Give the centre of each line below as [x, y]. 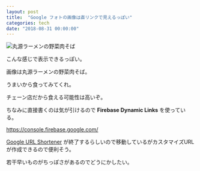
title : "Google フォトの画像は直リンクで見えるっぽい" [69, 17]
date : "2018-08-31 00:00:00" [43, 28]
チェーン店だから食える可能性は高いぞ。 [56, 97]
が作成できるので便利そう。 [40, 149]
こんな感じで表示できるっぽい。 [46, 59]
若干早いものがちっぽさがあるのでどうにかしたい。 [69, 162]
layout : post [23, 12]
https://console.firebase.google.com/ [52, 130]
